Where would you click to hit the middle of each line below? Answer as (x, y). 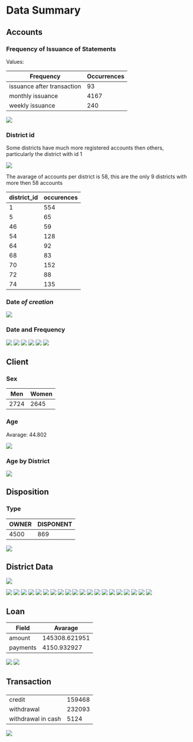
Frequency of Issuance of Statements (61, 49)
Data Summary (43, 10)
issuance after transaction (45, 86)
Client (17, 362)
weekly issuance (32, 105)
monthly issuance (34, 96)
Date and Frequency (36, 330)
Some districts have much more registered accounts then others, (85, 148)
